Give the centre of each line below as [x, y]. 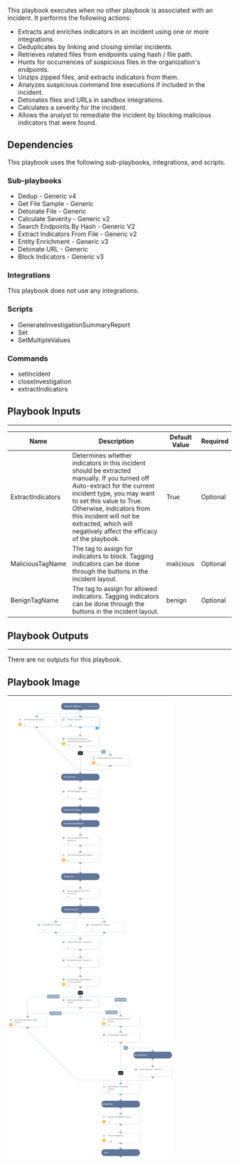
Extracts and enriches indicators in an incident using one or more [113, 32]
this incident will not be [106, 515]
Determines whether [102, 455]
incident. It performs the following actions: [69, 18]
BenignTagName [34, 600]
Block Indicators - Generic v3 [61, 257]
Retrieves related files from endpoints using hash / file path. [105, 54]
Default [181, 437]
